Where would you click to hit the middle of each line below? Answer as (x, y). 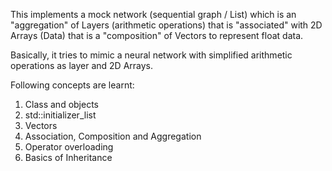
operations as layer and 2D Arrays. (82, 65)
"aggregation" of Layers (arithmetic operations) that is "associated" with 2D (166, 25)
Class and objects (61, 104)
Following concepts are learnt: (72, 85)
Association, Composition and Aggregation (113, 136)
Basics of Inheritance (68, 157)
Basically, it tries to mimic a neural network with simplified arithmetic (151, 55)
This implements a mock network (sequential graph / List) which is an (153, 14)
